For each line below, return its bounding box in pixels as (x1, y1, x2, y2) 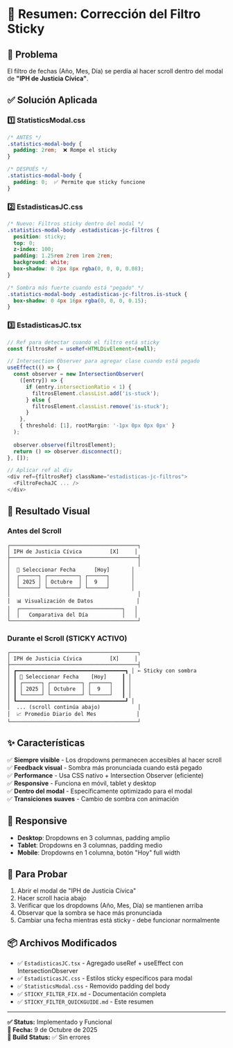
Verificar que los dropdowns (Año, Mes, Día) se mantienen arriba (17, 901, 203, 910)
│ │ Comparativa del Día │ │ (7, 611, 138, 618)
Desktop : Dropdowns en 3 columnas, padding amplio (17, 833, 171, 841)
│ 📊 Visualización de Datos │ (7, 597, 140, 604)
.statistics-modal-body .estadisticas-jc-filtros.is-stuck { (7, 290, 188, 297)
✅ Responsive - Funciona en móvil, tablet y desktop (7, 779, 157, 787)
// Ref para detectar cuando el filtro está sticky (7, 339, 159, 346)
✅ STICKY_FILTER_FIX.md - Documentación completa (17, 990, 166, 998)
